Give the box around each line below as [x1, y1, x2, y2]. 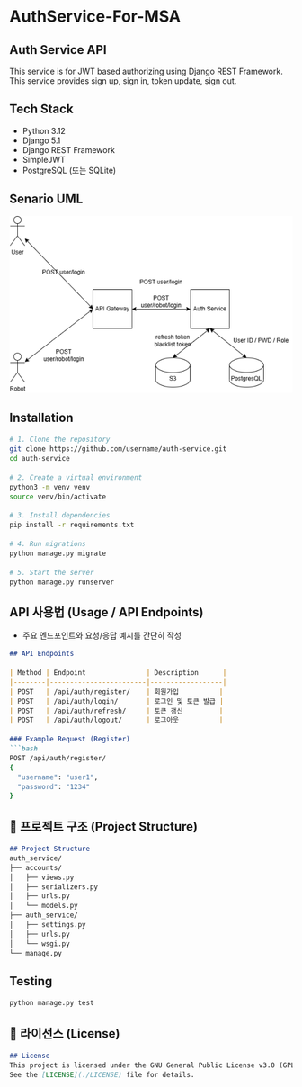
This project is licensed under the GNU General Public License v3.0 [9, 1060, 276, 1070]
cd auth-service [9, 454, 70, 463]
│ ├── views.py [9, 873, 75, 882]
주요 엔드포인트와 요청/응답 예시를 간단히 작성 [22, 630, 182, 641]
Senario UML [9, 192, 84, 207]
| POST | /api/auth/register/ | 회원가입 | [9, 687, 224, 696]
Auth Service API [9, 42, 107, 58]
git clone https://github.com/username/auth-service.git [9, 445, 227, 454]
